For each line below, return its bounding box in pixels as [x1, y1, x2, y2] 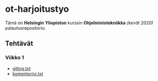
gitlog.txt [12, 65, 31, 71]
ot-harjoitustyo [5, 3, 69, 15]
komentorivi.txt [12, 71, 44, 77]
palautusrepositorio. [5, 25, 46, 31]
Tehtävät [5, 40, 33, 48]
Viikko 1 [5, 54, 24, 61]
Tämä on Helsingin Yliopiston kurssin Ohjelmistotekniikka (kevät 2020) [5, 20, 154, 26]
